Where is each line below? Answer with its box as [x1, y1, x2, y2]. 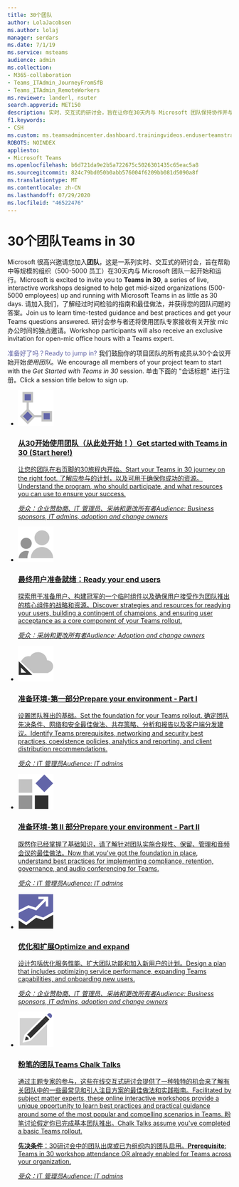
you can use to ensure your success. [17, 489, 127, 498]
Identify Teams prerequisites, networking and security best [30, 729, 203, 738]
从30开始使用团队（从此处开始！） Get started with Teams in [17, 439, 228, 449]
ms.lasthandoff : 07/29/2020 [7, 192, 91, 199]
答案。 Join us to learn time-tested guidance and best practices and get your [7, 308, 231, 317]
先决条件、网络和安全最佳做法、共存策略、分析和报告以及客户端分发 [17, 720, 218, 729]
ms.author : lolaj [7, 26, 59, 33]
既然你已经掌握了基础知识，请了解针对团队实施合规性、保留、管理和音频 [17, 840, 230, 848]
